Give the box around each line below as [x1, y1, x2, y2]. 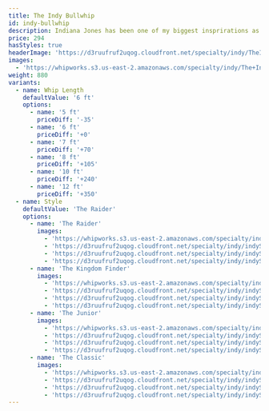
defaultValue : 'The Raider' [22, 205, 116, 213]
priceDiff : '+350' [37, 190, 98, 198]
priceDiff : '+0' [37, 130, 91, 138]
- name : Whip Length [15, 86, 84, 94]
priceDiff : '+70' [37, 146, 94, 154]
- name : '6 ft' [29, 123, 81, 131]
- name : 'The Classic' [29, 353, 106, 362]
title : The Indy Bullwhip [8, 11, 94, 20]
